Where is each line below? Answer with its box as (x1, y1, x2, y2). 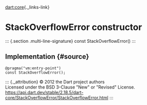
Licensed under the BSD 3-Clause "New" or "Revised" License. (5, 84, 136, 90)
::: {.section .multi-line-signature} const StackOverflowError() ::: (5, 38, 136, 44)
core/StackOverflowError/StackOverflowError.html (5, 95, 109, 101)
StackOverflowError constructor (5, 22, 142, 33)
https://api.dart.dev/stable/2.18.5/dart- (5, 89, 84, 95)
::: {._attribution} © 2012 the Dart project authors (5, 79, 105, 85)
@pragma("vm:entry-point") (5, 66, 61, 71)
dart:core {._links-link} (5, 4, 50, 10)
